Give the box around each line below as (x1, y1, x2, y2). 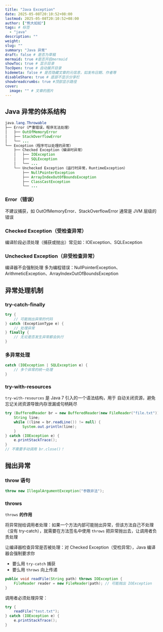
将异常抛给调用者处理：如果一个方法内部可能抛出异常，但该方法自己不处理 (5, 522, 154, 528)
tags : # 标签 (5, 25, 30, 30)
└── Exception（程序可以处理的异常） (5, 143, 73, 148)
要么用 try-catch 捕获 (12, 561, 56, 567)
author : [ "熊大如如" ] (5, 20, 46, 26)
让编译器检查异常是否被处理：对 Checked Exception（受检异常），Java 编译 (5, 544, 156, 550)
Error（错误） (5, 196, 37, 203)
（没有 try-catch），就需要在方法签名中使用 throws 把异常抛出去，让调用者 (5, 528, 153, 534)
